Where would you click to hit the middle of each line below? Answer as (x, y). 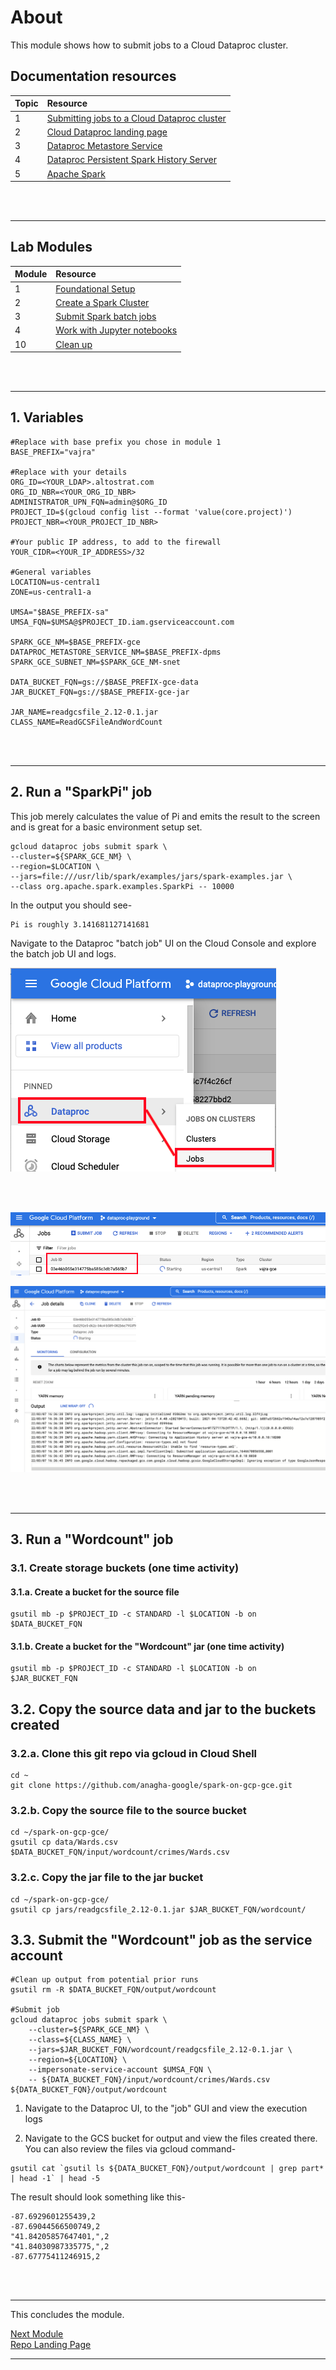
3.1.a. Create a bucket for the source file (95, 1592)
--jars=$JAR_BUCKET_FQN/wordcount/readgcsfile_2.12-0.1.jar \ (160, 2050)
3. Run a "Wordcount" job (92, 1539)
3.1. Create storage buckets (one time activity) (125, 1568)
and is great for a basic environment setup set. (106, 827)
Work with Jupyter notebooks (116, 330)
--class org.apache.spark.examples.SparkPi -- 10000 (122, 886)
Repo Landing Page (51, 2345)
